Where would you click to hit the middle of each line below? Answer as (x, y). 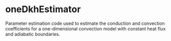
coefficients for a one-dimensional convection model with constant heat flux (86, 28)
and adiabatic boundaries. (33, 34)
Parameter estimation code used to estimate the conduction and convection (85, 23)
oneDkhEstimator (43, 9)
